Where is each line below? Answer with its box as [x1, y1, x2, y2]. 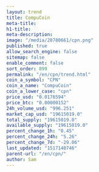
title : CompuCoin [6, 15, 50, 21]
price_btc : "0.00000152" [6, 99, 69, 106]
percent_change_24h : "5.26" [6, 134, 78, 140]
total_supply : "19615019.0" [6, 116, 78, 123]
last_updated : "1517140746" [6, 145, 78, 151]
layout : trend [6, 9, 43, 15]
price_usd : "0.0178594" [6, 94, 67, 100]
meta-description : [6, 32, 53, 38]
